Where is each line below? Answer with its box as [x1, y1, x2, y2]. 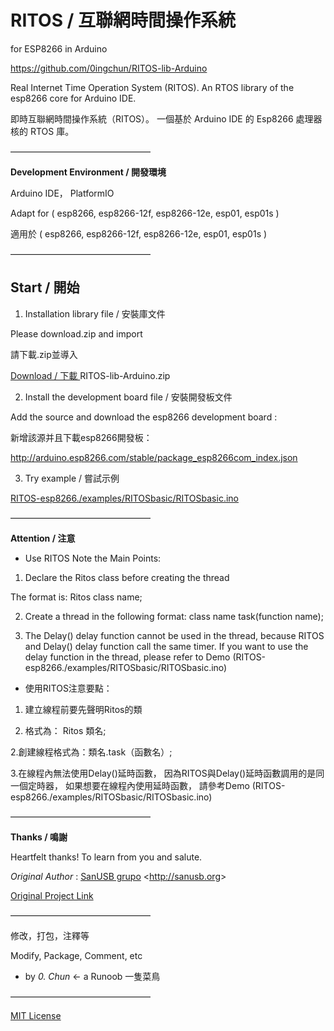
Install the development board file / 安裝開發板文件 [24, 391, 233, 403]
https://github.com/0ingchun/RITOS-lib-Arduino [10, 62, 208, 74]
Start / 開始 [10, 279, 80, 296]
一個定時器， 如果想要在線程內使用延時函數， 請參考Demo [10, 779, 250, 791]
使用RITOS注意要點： [24, 682, 113, 694]
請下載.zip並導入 [10, 348, 78, 360]
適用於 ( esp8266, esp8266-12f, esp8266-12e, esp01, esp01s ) [10, 227, 268, 240]
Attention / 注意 [10, 532, 76, 544]
